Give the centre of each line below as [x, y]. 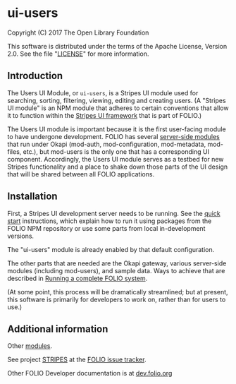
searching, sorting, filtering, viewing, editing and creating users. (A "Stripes [117, 100]
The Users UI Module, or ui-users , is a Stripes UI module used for [103, 92]
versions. [20, 236]
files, [14, 151]
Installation [32, 197]
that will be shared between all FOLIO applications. [81, 174]
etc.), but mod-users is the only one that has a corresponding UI [116, 151]
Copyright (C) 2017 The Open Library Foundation [78, 32]
